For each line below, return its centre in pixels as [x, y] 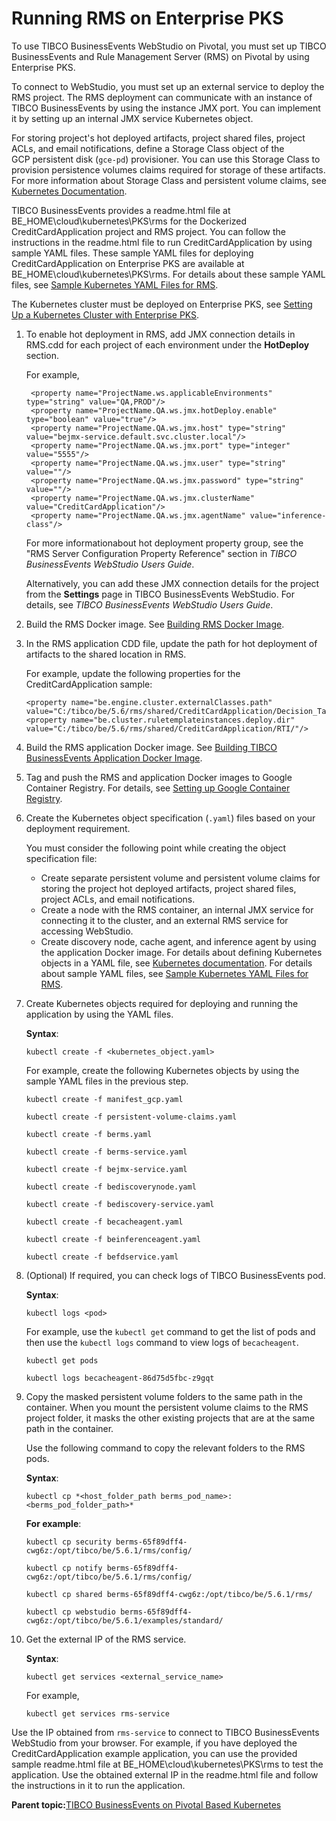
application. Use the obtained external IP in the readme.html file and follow [165, 1774]
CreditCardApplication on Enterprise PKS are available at [128, 263]
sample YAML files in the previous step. [107, 1081]
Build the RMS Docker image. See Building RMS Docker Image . [155, 624]
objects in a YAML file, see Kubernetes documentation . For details [176, 963]
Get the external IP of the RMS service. [106, 1639]
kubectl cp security [68, 1542]
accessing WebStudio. [87, 931]
